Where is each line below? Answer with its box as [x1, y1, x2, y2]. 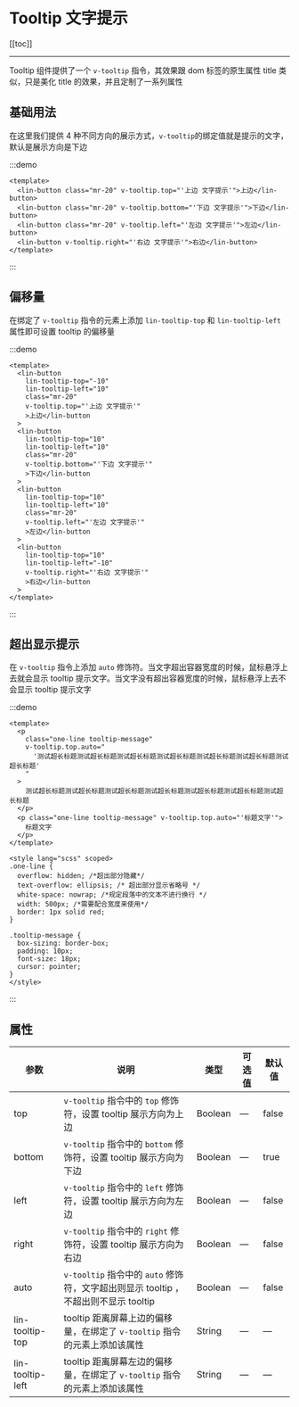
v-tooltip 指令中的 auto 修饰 [63, 1269, 184, 1281]
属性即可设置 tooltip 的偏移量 [9, 326, 116, 336]
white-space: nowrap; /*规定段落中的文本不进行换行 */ [17, 890, 207, 899]
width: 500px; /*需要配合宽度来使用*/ [17, 900, 149, 909]
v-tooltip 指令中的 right [63, 1225, 168, 1237]
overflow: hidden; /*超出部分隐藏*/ [17, 872, 145, 881]
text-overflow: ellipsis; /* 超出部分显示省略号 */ [17, 881, 201, 890]
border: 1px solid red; [17, 907, 105, 917]
